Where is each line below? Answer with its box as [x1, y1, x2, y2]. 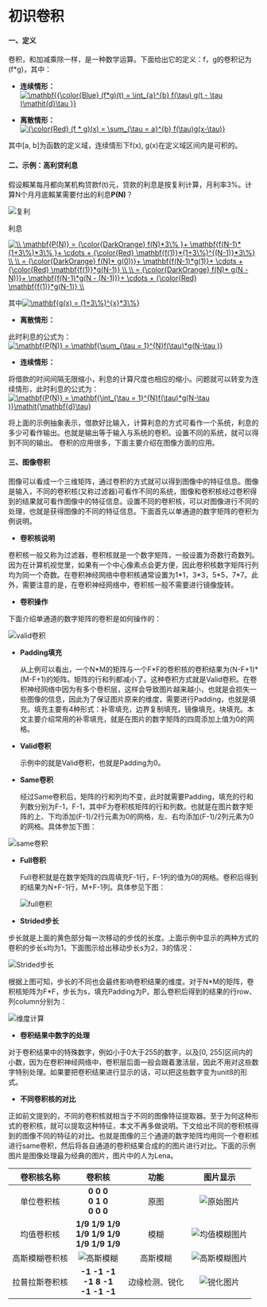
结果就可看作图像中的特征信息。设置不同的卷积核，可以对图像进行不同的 [21, 496, 259, 506]
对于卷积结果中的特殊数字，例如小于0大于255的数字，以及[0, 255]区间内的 [8, 1047, 253, 1056]
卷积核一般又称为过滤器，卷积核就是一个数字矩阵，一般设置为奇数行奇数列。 [8, 550, 259, 559]
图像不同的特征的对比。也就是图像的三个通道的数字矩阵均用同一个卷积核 [21, 1130, 259, 1140]
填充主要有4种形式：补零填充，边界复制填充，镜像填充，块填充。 [33, 704, 248, 714]
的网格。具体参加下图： [19, 821, 97, 831]
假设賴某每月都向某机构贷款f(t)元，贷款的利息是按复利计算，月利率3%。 [8, 180, 246, 189]
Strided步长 [19, 916, 60, 925]
